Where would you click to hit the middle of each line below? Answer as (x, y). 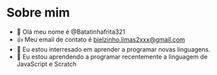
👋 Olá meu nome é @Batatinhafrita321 (71, 32)
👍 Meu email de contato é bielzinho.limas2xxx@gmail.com (101, 39)
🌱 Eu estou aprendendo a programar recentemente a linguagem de (112, 56)
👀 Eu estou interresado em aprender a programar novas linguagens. (113, 49)
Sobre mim (38, 13)
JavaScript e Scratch (46, 64)
